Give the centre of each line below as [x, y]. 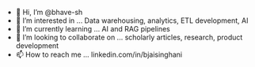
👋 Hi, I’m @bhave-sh [49, 12]
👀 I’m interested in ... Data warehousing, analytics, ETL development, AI [132, 20]
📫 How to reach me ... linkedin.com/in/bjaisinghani [99, 54]
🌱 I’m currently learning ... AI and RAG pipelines [93, 29]
